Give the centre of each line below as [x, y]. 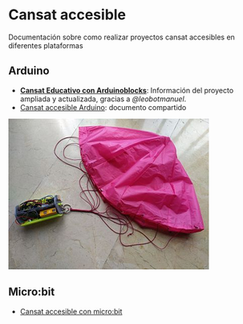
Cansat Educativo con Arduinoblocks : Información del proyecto [127, 90]
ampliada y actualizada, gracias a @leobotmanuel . [103, 99]
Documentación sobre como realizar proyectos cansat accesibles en [121, 37]
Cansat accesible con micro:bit [71, 311]
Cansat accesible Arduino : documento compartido [103, 107]
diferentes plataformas [46, 45]
